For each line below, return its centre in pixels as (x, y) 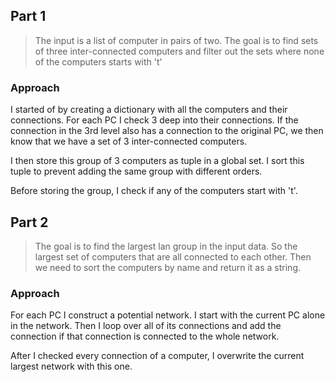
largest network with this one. (71, 366)
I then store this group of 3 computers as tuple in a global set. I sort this (157, 161)
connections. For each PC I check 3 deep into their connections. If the (154, 120)
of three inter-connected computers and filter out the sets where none (179, 51)
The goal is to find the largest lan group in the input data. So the (166, 246)
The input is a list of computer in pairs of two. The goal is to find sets (176, 40)
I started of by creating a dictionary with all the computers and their (149, 110)
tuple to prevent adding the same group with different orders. (136, 171)
